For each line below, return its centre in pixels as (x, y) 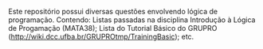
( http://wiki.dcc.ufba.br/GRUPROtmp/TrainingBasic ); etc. (101, 36)
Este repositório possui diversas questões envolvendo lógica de (113, 11)
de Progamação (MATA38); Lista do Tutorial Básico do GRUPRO (113, 28)
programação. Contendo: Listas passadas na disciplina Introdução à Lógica (132, 20)
